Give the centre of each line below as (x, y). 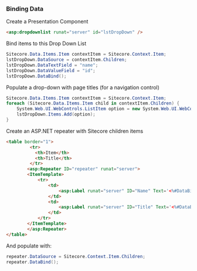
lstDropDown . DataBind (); (36, 76)
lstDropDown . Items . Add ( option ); (56, 114)
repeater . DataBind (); (33, 262)
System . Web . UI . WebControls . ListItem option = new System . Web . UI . (98, 109)
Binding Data (25, 9)
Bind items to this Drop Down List (46, 43)
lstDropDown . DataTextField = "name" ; (52, 65)
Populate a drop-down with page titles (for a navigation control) (83, 87)
